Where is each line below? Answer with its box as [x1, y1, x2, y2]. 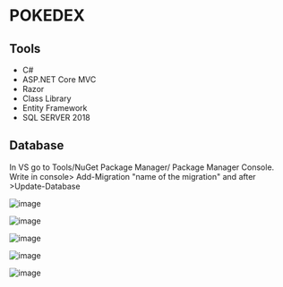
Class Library [21, 93, 72, 104]
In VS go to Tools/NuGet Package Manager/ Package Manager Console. [9, 162, 275, 173]
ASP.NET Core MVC [21, 74, 97, 85]
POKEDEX [9, 5, 85, 26]
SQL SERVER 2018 [21, 113, 91, 122]
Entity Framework [21, 103, 88, 113]
